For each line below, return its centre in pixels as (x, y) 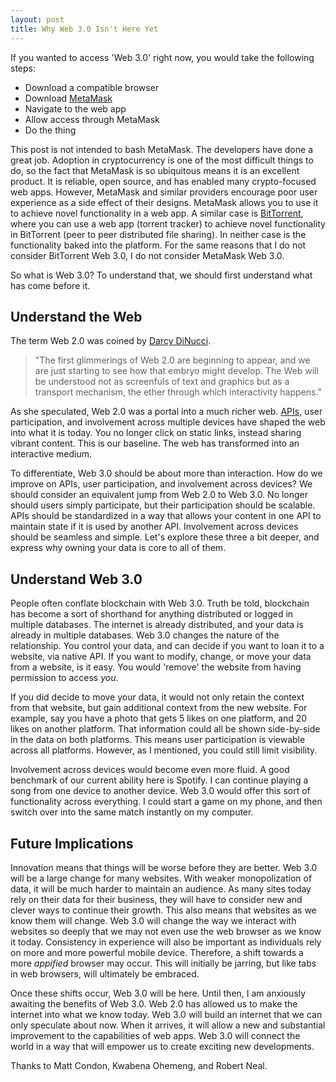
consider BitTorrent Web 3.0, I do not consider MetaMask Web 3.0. (147, 255)
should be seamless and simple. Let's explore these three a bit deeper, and (165, 537)
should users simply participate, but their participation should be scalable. (163, 505)
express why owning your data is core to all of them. (118, 548)
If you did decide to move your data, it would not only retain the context (157, 697)
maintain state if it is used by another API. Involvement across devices (154, 527)
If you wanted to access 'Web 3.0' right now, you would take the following (162, 57)
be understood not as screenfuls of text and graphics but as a (162, 382)
